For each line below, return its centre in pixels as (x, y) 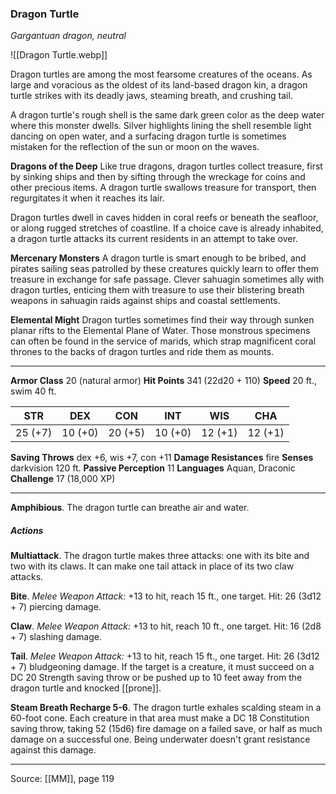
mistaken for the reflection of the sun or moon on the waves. (135, 147)
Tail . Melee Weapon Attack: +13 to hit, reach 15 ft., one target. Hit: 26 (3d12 (165, 656)
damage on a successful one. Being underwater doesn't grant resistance (160, 739)
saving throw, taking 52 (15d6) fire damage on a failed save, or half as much (166, 729)
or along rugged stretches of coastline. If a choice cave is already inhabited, (167, 228)
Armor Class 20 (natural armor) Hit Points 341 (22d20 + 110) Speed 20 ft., (163, 381)
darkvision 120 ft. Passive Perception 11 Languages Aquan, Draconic (153, 468)
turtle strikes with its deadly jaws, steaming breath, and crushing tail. (151, 96)
